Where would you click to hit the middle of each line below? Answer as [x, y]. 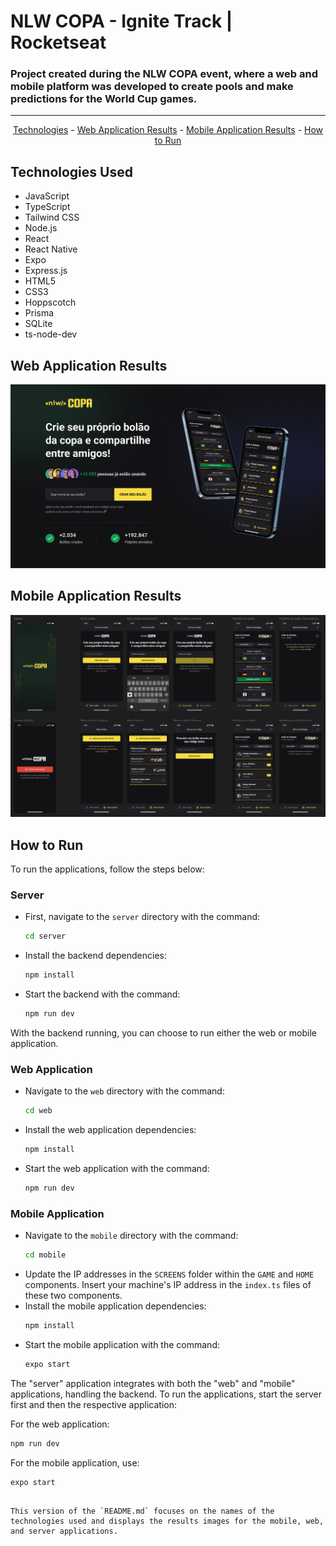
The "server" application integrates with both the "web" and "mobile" [153, 1383]
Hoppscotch [50, 302]
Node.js [41, 228]
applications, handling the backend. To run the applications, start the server [166, 1394]
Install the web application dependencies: [110, 1130]
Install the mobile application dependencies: [115, 1306]
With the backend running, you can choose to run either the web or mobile [164, 1032]
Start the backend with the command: [102, 994]
